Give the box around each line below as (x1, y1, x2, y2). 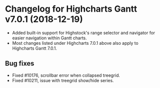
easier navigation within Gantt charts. (12, 35, 87, 41)
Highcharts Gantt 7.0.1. (12, 45, 57, 51)
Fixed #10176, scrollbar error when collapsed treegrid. (12, 72, 120, 78)
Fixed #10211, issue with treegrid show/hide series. (12, 77, 114, 83)
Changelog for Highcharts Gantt (5, 3, 138, 15)
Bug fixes (5, 59, 35, 68)
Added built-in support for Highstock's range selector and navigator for (12, 30, 156, 35)
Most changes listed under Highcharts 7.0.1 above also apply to (12, 40, 139, 46)
